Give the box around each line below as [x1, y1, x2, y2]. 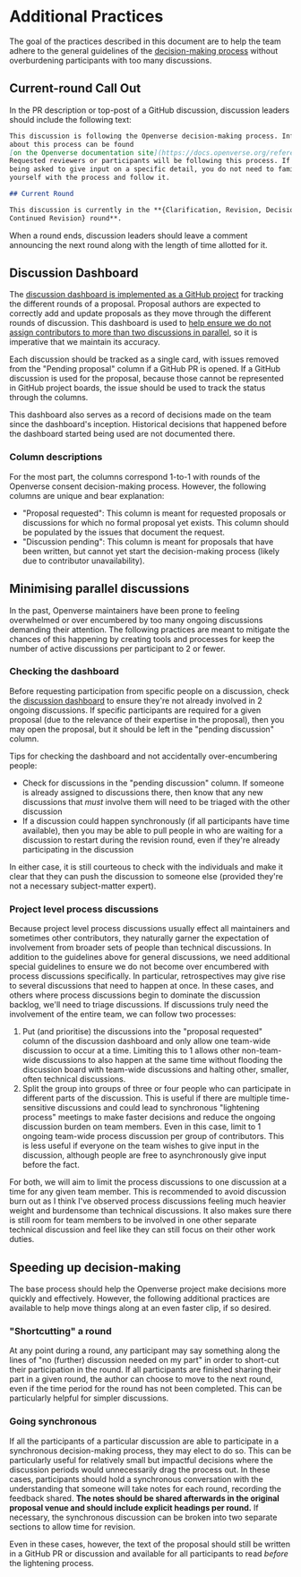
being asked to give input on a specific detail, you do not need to [9, 165, 275, 174]
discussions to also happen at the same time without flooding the [42, 1055, 283, 1066]
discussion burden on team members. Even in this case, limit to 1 [21, 1121, 262, 1132]
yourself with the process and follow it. [9, 173, 170, 183]
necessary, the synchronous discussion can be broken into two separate [9, 1512, 278, 1522]
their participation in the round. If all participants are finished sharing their [9, 1364, 282, 1376]
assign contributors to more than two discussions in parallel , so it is [9, 327, 258, 338]
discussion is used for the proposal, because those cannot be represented [9, 373, 284, 384]
